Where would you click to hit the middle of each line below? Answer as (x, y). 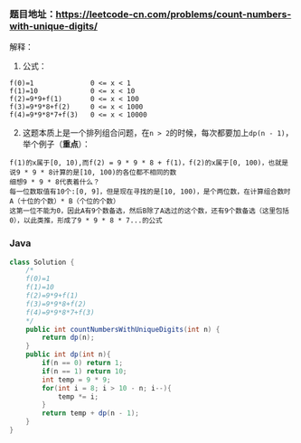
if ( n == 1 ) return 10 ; (85, 371)
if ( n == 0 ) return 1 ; (83, 363)
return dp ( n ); (68, 338)
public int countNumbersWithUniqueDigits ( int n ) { (123, 329)
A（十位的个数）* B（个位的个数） (65, 202)
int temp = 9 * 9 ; (76, 380)
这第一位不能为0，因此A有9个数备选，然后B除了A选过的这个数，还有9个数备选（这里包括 (149, 211)
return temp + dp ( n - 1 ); (91, 413)
